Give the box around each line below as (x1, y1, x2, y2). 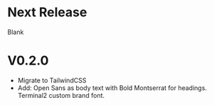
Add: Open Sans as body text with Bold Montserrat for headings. (17, 83, 208, 92)
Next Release (7, 4, 87, 21)
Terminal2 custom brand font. (17, 91, 105, 99)
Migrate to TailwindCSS (17, 76, 87, 84)
